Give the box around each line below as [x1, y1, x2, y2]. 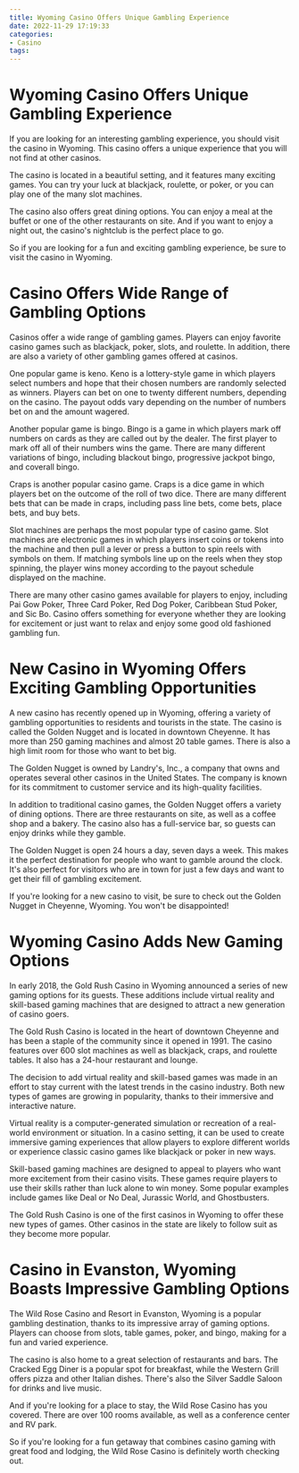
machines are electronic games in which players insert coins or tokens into [9, 534, 284, 545]
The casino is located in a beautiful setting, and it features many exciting [9, 170, 276, 181]
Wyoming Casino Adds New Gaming [9, 932, 284, 952]
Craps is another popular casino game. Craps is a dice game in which [9, 479, 265, 489]
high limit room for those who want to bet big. [9, 745, 177, 756]
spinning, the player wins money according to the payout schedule [9, 563, 254, 573]
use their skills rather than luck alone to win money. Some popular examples [9, 1182, 289, 1193]
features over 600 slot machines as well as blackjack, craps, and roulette [9, 1045, 278, 1055]
